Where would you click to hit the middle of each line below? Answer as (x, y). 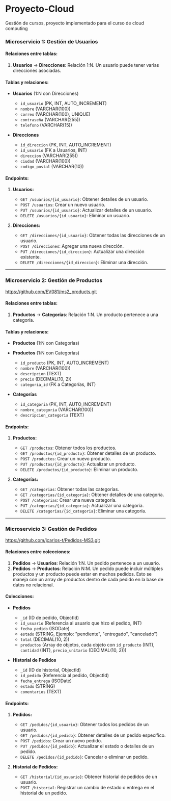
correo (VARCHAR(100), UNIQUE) (55, 114)
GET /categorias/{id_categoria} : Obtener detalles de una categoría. (92, 495)
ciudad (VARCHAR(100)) (45, 161)
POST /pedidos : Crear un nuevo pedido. (61, 741)
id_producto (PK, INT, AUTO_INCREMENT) (65, 363)
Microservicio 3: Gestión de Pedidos (51, 529)
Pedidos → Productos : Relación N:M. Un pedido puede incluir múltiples (88, 569)
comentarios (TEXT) (41, 692)
